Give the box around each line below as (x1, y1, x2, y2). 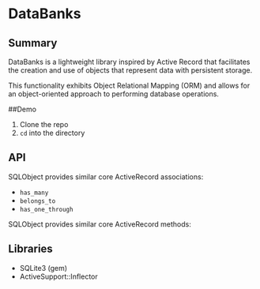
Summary (8, 36, 58, 50)
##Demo (8, 104, 37, 114)
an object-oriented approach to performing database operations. (8, 89, 220, 99)
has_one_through (19, 205, 73, 213)
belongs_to (19, 197, 56, 205)
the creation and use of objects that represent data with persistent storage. (8, 66, 253, 75)
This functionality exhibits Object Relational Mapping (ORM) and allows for (8, 81, 251, 90)
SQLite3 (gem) (19, 263, 68, 272)
